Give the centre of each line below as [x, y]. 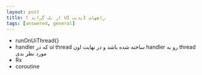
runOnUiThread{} [37, 41]
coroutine [27, 66]
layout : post [23, 12]
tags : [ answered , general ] [41, 23]
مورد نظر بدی [31, 54]
